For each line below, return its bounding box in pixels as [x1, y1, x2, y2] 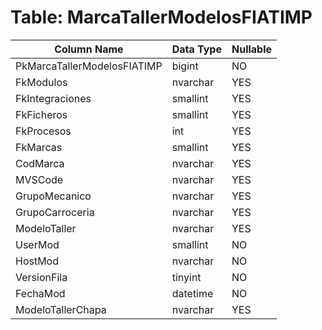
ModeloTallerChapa [15, 302, 107, 316]
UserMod [15, 237, 60, 251]
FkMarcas [15, 140, 63, 154]
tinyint [171, 270, 202, 284]
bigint [171, 59, 199, 73]
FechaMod [15, 286, 66, 300]
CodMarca [15, 156, 65, 170]
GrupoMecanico [15, 189, 92, 203]
